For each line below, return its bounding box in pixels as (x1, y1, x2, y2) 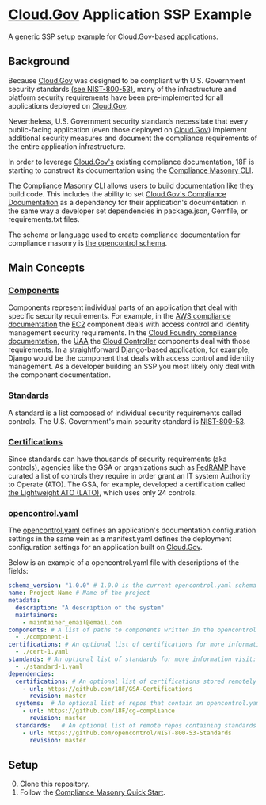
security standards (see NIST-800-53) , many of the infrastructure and (8, 84, 237, 93)
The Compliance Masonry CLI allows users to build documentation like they (8, 181, 255, 190)
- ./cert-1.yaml (15, 648, 69, 656)
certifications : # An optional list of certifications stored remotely (15, 677, 257, 685)
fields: (8, 567, 29, 576)
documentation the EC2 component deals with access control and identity (8, 319, 250, 330)
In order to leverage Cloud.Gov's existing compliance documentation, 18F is (8, 157, 255, 166)
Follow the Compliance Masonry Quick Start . (19, 788, 166, 797)
